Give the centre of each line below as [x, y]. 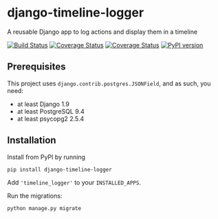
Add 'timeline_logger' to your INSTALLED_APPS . [74, 182]
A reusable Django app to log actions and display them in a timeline [102, 32]
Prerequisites [36, 67]
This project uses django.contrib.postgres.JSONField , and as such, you [109, 83]
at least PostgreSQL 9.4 [51, 111]
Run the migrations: [35, 196]
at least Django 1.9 [43, 104]
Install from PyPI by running [46, 157]
